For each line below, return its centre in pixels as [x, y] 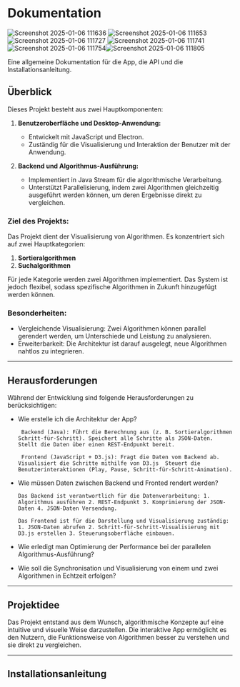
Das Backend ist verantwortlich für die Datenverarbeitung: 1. [114, 496]
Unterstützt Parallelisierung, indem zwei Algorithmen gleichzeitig [124, 187]
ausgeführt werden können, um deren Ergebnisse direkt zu [115, 195]
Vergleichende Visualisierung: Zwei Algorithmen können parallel [112, 329]
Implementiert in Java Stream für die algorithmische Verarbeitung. [126, 179]
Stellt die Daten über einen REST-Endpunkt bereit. [96, 445]
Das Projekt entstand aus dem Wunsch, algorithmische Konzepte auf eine [116, 622]
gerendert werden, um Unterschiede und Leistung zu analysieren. [115, 336]
